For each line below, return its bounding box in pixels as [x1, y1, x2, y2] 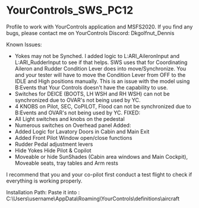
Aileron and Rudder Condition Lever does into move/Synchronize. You [14, 65, 187, 72]
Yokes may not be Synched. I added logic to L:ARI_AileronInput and [14, 52, 180, 59]
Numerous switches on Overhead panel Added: [14, 121, 131, 129]
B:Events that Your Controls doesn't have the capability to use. [14, 84, 168, 91]
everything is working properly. [6, 177, 83, 184]
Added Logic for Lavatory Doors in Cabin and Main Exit [14, 128, 150, 135]
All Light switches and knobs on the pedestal [14, 115, 125, 122]
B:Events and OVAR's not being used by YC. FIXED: [14, 109, 141, 116]
